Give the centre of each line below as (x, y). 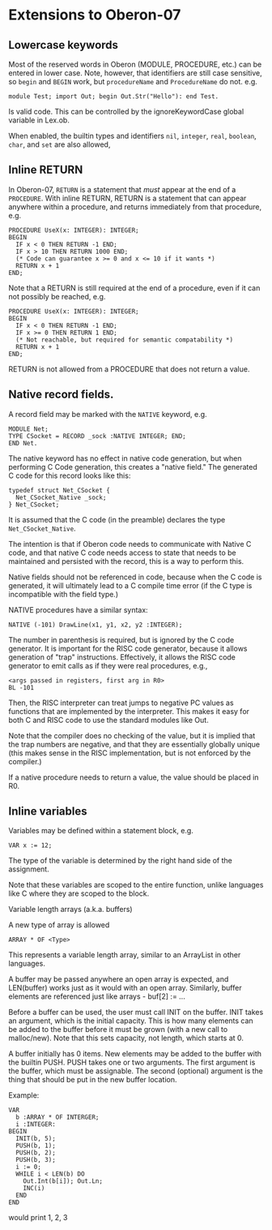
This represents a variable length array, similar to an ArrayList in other (125, 955)
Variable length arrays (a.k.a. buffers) (70, 910)
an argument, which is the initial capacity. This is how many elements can (131, 1021)
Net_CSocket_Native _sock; (61, 497)
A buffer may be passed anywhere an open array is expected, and (119, 979)
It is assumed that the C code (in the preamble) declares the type (117, 519)
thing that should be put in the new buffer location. (93, 1080)
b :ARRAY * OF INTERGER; (57, 1117)
